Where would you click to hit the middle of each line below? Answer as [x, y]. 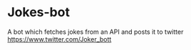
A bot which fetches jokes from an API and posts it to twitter [95, 32]
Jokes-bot [38, 12]
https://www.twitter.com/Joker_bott [60, 39]
